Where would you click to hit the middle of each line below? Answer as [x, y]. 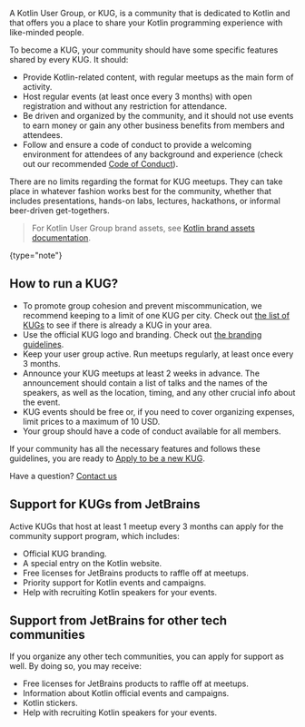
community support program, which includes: [94, 535]
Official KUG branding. [64, 554]
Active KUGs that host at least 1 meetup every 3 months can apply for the [147, 526]
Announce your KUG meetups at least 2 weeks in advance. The [141, 373]
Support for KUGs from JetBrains [105, 504]
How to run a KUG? [64, 284]
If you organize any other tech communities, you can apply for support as [147, 656]
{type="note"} [36, 255]
